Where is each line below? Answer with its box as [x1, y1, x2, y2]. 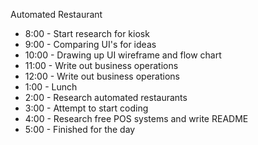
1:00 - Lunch [24, 81, 78, 93]
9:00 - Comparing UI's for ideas [24, 39, 157, 50]
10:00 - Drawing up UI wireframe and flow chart [24, 49, 222, 61]
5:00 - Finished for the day [24, 124, 136, 135]
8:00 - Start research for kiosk [24, 28, 150, 39]
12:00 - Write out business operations [24, 70, 180, 82]
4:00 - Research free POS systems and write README [24, 113, 249, 124]
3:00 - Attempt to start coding [24, 102, 149, 114]
